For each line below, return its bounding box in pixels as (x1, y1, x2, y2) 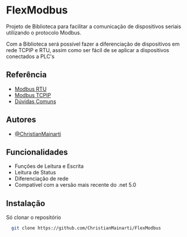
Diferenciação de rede (14, 175, 69, 182)
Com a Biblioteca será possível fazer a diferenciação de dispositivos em (6, 40, 180, 47)
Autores (6, 115, 36, 125)
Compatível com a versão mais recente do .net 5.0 (14, 181, 137, 188)
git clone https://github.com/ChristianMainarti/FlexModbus (11, 225, 161, 231)
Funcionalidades (6, 147, 69, 157)
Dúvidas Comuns (14, 98, 57, 105)
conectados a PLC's (6, 53, 55, 60)
